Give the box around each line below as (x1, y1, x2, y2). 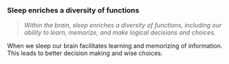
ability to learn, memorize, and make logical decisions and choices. (23, 28, 216, 36)
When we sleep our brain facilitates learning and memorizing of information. (7, 42, 223, 50)
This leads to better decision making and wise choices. (7, 49, 163, 57)
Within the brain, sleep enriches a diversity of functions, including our (23, 21, 222, 30)
